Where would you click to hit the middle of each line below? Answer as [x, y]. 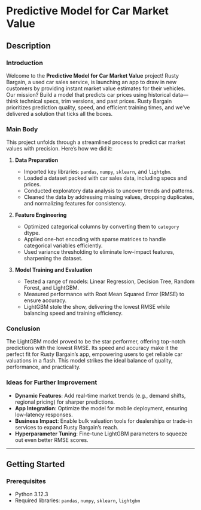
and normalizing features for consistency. [75, 204]
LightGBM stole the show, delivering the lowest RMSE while [97, 307]
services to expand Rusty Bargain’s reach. [66, 427]
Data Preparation [36, 160]
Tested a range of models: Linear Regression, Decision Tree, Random [109, 281]
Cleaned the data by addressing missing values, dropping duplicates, [109, 197]
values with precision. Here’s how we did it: [59, 149]
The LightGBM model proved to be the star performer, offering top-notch [96, 342]
